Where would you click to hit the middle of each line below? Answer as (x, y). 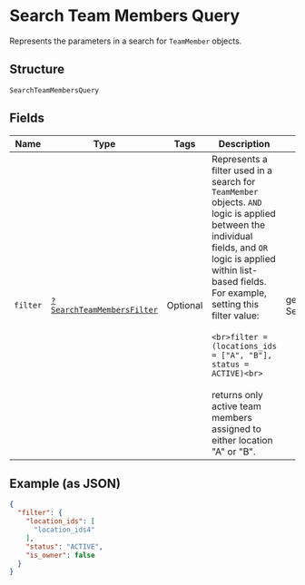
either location (242, 440)
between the (239, 225)
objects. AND (237, 202)
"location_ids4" (64, 530)
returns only (237, 395)
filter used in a (242, 171)
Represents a (240, 159)
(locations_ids (244, 346)
